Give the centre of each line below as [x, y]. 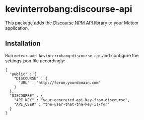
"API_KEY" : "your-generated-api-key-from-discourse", [72, 100]
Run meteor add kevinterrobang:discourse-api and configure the [72, 55]
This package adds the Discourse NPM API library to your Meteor [72, 23]
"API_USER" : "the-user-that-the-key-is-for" [62, 104]
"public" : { [23, 74]
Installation [23, 44]
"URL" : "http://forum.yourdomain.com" [59, 82]
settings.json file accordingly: [35, 61]
